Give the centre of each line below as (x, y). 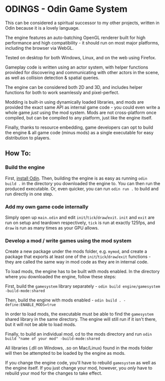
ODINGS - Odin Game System (66, 9)
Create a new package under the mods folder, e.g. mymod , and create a (76, 251)
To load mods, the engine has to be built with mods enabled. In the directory (82, 271)
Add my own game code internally (47, 207)
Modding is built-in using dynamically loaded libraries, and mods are (75, 102)
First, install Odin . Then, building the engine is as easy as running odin (76, 178)
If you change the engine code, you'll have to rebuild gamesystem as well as (81, 363)
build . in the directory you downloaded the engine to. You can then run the (83, 183)
